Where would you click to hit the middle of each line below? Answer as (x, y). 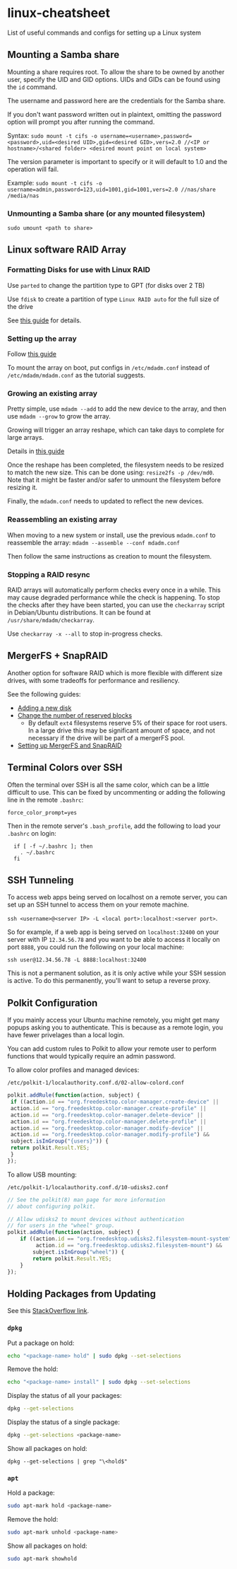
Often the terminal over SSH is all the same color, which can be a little (108, 784)
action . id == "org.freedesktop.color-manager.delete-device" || (107, 1115)
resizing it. (22, 488)
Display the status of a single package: (63, 1422)
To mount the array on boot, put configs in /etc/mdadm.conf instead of (109, 368)
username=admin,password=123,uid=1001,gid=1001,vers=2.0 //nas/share (112, 189)
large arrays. (26, 438)
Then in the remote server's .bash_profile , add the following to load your (114, 826)
